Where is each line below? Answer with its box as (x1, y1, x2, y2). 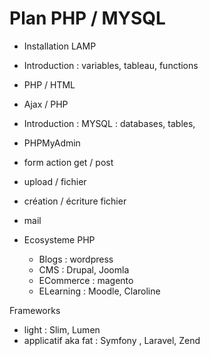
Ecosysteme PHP (23, 233, 96, 246)
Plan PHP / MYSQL (9, 7, 166, 30)
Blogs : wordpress (38, 253, 114, 265)
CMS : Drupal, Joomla (38, 263, 130, 276)
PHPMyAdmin (23, 137, 81, 149)
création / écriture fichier (23, 195, 127, 207)
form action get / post (23, 156, 114, 168)
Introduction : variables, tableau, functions (23, 59, 199, 71)
